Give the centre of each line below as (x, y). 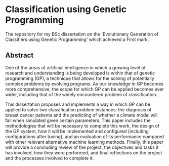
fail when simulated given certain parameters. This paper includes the (78, 120)
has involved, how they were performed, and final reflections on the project (84, 152)
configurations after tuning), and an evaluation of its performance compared (85, 136)
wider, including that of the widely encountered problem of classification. (81, 94)
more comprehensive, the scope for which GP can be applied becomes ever (85, 89)
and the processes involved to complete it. (50, 158)
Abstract (19, 55)
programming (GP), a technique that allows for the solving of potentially (80, 78)
